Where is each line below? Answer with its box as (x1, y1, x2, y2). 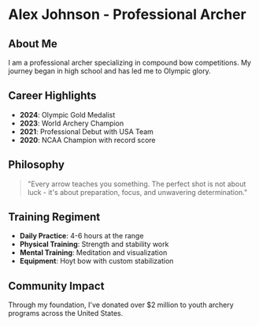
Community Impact (8, 279, 105, 293)
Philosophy (8, 158, 65, 171)
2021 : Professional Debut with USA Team (19, 126, 154, 136)
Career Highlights (8, 89, 97, 103)
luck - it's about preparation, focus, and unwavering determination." (27, 187, 248, 197)
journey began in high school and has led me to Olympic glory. (8, 66, 211, 76)
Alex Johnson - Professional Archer (8, 6, 246, 24)
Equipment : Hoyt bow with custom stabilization (19, 257, 174, 266)
